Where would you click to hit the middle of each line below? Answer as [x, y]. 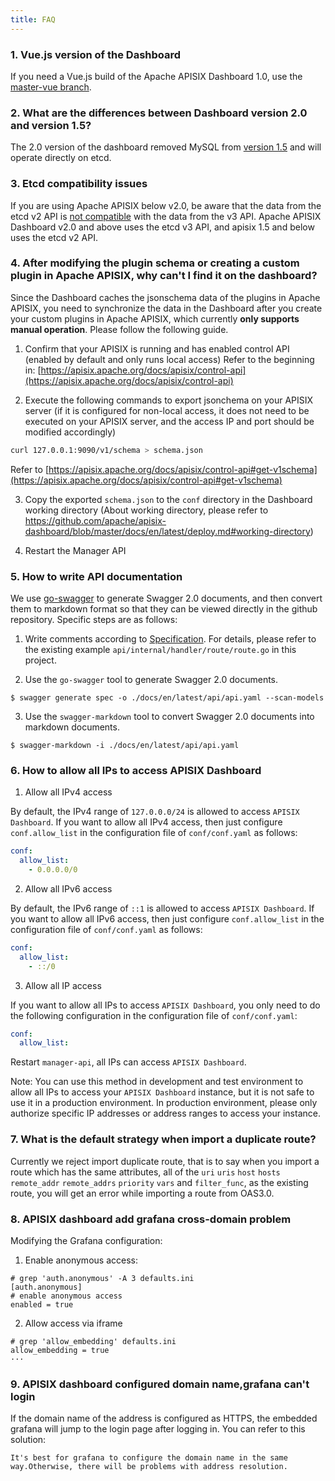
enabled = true [42, 1304]
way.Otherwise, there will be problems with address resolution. [149, 1467]
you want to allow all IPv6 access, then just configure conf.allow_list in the [167, 918]
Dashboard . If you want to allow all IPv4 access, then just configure [146, 822]
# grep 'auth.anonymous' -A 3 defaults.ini [102, 1278]
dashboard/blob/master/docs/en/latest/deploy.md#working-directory [167, 531]
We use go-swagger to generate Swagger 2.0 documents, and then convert [166, 598]
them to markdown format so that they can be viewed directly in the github [164, 608]
